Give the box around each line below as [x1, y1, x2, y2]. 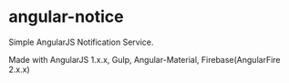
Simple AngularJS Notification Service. [8, 36, 154, 47]
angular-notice [8, 6, 124, 27]
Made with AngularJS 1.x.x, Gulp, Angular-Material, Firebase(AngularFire [8, 54, 281, 65]
